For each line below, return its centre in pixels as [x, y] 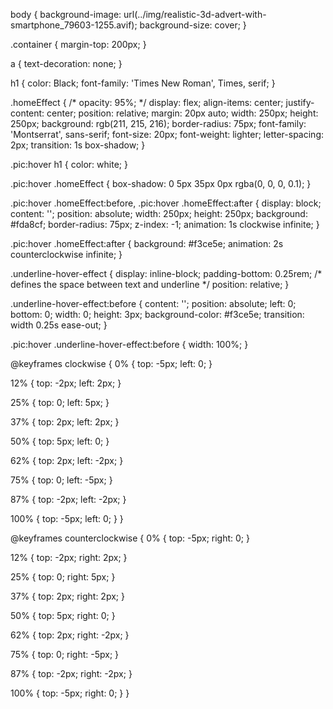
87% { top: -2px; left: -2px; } [68, 499]
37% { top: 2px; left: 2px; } [65, 422]
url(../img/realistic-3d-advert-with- [195, 14]
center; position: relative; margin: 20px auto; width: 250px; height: [182, 113]
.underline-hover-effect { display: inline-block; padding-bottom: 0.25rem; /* [166, 273]
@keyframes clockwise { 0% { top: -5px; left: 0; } [111, 363]
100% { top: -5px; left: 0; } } [67, 518]
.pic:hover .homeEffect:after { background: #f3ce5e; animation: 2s [147, 243]
